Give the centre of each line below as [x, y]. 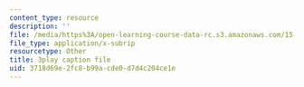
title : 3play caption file [60, 60]
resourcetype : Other [48, 52]
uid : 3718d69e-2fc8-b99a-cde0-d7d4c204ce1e [93, 69]
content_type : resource [54, 18]
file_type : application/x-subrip [72, 43]
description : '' [40, 26]
